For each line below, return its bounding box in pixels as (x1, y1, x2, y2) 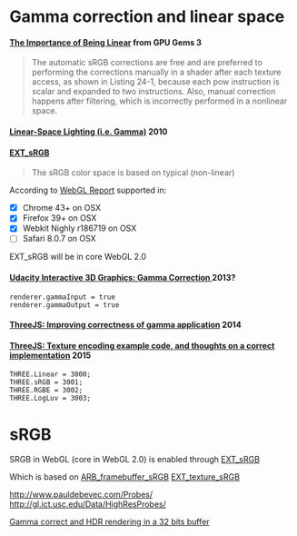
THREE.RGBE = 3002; (9, 386, 84, 395)
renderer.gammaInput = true (9, 293, 116, 302)
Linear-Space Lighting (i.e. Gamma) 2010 (9, 125, 168, 137)
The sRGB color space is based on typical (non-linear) (31, 167, 235, 178)
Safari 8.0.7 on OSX (22, 233, 97, 244)
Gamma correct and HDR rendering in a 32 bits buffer (9, 516, 211, 528)
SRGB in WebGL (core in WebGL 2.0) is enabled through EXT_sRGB (9, 454, 261, 465)
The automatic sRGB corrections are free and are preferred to (31, 57, 263, 68)
